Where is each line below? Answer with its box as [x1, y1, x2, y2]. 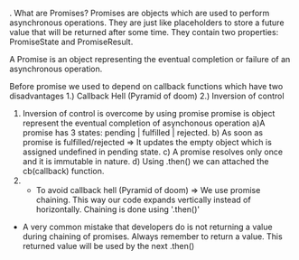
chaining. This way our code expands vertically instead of [35, 194, 251, 205]
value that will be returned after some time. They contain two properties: [9, 27, 279, 37]
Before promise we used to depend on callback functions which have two [9, 81, 284, 91]
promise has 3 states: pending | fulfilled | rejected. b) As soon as [22, 127, 264, 138]
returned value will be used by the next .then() [22, 241, 195, 251]
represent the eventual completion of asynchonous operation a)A [22, 117, 266, 128]
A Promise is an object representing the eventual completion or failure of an [9, 54, 291, 64]
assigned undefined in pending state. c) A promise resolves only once [22, 146, 283, 157]
